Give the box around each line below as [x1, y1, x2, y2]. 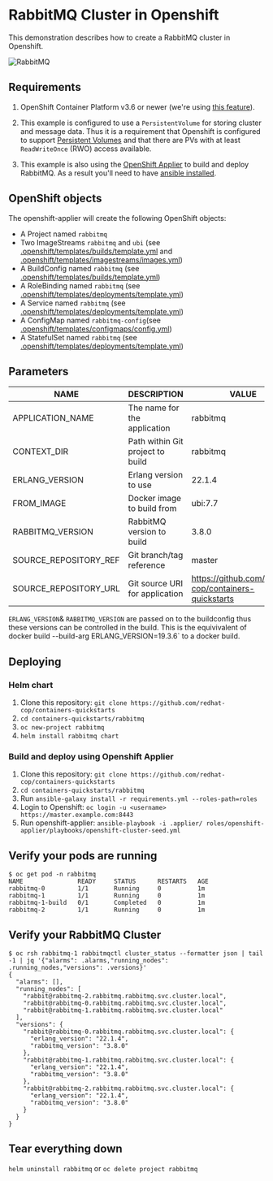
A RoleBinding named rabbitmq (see [19, 280, 141, 290]
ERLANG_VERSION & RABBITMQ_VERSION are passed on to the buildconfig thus [8, 614, 252, 624]
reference [128, 560, 166, 571]
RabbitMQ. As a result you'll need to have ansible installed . [19, 168, 217, 178]
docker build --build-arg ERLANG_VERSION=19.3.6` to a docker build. [8, 631, 240, 641]
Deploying [8, 655, 62, 668]
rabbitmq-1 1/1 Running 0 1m [8, 892, 206, 900]
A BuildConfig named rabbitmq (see [19, 263, 140, 273]
